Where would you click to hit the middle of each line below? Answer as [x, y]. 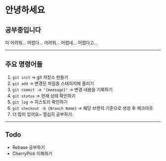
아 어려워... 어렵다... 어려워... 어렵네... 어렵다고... [51, 43]
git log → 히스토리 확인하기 [40, 102]
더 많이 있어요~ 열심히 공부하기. [43, 114]
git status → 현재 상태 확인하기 [44, 96]
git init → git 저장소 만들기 [40, 77]
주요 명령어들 [24, 64]
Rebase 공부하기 [29, 147]
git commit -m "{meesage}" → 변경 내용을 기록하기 [62, 89]
